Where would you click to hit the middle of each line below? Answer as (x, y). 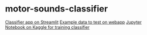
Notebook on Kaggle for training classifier (47, 27)
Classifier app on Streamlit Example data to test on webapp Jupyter (73, 22)
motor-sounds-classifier (57, 9)
